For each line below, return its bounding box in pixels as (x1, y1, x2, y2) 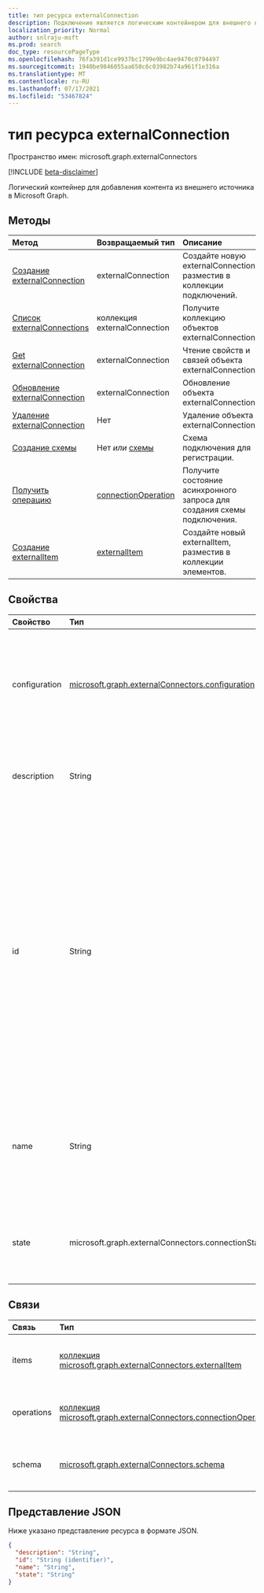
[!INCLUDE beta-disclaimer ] (8, 167, 98, 177)
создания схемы (182, 505, 246, 515)
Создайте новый (182, 527, 246, 538)
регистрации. (182, 452, 234, 463)
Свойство (12, 616, 51, 627)
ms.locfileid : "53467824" (8, 92, 93, 100)
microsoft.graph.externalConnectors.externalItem (59, 1359, 242, 1370)
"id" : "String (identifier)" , (15, 1556, 114, 1564)
